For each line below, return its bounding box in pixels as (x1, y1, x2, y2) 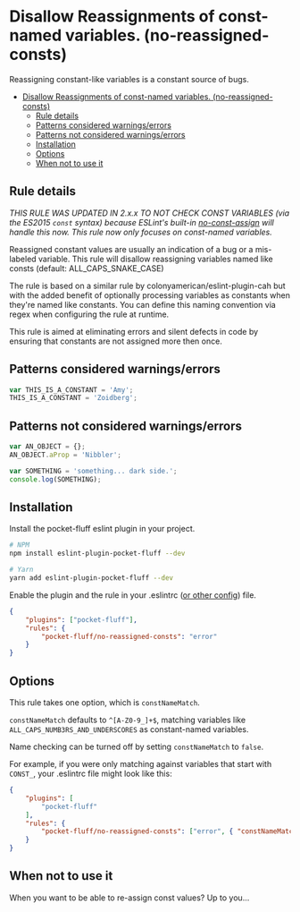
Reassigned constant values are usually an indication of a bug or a (9, 243, 254, 254)
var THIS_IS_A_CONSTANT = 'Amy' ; (9, 385, 134, 395)
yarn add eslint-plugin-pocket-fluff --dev (9, 574, 174, 583)
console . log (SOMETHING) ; (9, 474, 102, 484)
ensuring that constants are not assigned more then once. (9, 336, 223, 346)
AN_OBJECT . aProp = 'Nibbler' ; (9, 450, 122, 459)
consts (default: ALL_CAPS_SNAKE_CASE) (9, 262, 164, 274)
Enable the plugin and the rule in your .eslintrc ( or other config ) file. (9, 589, 257, 601)
